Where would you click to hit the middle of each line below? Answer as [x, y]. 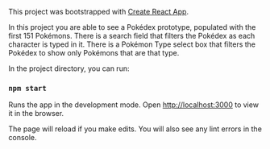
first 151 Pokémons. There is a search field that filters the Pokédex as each [132, 36]
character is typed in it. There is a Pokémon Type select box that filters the [132, 44]
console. [23, 138]
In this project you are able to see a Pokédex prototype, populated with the [132, 27]
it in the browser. [36, 114]
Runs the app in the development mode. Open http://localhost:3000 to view [134, 105]
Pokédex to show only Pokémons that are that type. [94, 53]
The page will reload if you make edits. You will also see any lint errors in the [135, 129]
